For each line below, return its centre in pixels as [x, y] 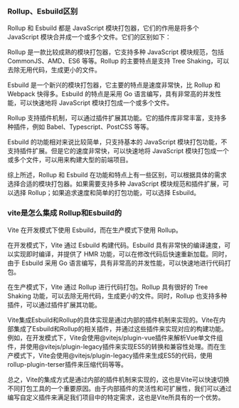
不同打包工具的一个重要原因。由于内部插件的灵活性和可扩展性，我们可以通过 [119, 388]
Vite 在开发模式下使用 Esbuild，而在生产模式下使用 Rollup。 [95, 230]
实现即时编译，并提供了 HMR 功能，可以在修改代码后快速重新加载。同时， [122, 253]
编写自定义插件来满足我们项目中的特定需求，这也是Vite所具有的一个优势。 [116, 397]
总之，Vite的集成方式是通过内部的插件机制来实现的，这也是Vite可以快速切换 [118, 380]
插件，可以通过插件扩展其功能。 [54, 305]
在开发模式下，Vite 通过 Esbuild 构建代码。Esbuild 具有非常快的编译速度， [116, 245]
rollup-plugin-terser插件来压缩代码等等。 [68, 364]
